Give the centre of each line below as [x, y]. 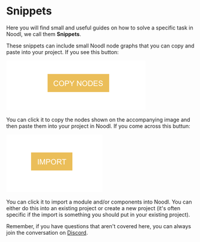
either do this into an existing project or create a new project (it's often [93, 208]
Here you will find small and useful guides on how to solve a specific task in [100, 28]
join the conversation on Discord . [47, 232]
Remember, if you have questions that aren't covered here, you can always [98, 226]
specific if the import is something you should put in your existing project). [98, 214]
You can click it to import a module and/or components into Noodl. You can [99, 202]
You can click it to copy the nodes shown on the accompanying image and [98, 119]
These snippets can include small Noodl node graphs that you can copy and [100, 46]
